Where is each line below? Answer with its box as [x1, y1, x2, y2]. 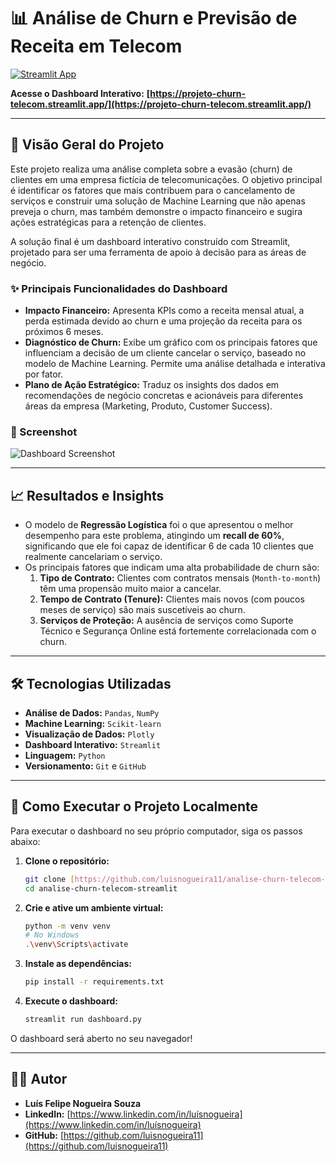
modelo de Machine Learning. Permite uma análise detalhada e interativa [24, 358, 326, 370]
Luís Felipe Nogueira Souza [24, 1097, 142, 1109]
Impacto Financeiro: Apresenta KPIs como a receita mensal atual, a [24, 305, 305, 317]
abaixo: [10, 835, 41, 847]
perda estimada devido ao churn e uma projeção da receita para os [24, 315, 303, 327]
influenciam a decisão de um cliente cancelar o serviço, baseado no [24, 347, 307, 359]
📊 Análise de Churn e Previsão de [10, 7, 298, 30]
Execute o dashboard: [24, 995, 119, 1007]
